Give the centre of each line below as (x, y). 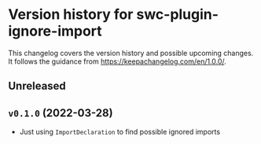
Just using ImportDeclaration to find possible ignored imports (120, 132)
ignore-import (55, 31)
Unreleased (37, 86)
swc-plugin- (177, 15)
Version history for (71, 15)
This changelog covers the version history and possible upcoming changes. (131, 53)
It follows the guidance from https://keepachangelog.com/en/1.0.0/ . (117, 61)
